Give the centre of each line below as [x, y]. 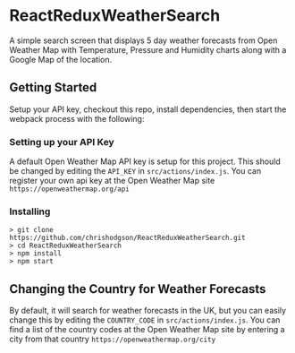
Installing [30, 211]
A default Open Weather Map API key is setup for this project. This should [145, 161]
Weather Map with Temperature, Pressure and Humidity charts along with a [148, 49]
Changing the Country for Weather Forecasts [138, 289]
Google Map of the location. [61, 59]
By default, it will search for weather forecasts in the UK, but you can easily [148, 311]
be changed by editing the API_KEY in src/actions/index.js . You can [135, 171]
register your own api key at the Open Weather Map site [112, 181]
